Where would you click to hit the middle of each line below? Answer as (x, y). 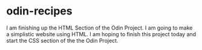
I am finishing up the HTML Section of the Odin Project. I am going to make (99, 28)
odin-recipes (39, 11)
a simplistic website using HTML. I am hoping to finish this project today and (101, 34)
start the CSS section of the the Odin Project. (62, 40)
